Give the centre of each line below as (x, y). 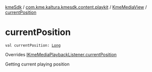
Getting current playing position (37, 64)
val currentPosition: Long (33, 45)
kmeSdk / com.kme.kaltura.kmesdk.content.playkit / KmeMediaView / (76, 7)
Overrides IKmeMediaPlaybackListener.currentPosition (61, 54)
